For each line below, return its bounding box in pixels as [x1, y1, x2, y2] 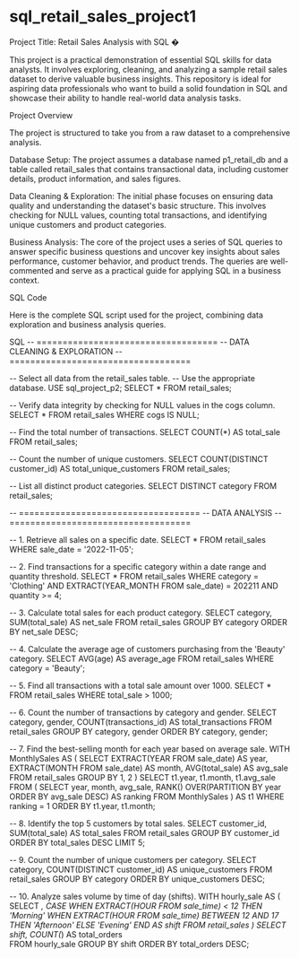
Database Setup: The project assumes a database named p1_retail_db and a [9, 154, 289, 165]
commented [9, 265, 54, 275]
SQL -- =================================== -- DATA [9, 336, 250, 347]
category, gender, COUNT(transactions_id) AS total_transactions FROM [9, 716, 273, 727]
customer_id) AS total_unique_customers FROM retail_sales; [9, 463, 231, 474]
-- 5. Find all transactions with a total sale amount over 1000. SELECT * [9, 680, 272, 691]
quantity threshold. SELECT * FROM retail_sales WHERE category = [9, 570, 260, 581]
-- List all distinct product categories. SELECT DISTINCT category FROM [9, 480, 278, 491]
